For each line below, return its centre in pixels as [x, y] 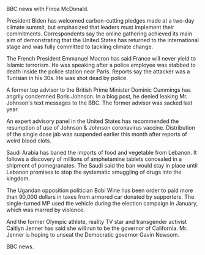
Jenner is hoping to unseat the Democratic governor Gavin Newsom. [93, 235]
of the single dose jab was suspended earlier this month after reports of [97, 134]
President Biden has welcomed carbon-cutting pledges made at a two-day [100, 20]
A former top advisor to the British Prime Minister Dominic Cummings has [99, 90]
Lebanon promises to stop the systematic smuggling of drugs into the [94, 172]
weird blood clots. [29, 141]
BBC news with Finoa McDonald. [47, 9]
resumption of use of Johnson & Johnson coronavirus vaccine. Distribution [101, 127]
